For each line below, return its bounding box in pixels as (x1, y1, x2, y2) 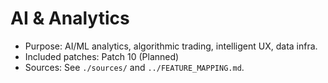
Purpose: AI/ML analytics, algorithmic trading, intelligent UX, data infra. (24, 40, 318, 52)
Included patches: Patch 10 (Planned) (24, 50, 180, 62)
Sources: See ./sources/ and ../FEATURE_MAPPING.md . (24, 61, 245, 73)
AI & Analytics (10, 7, 130, 30)
